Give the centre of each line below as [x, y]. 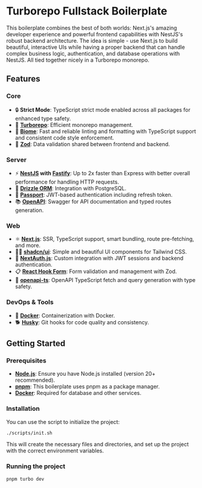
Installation [23, 409]
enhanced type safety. [43, 118]
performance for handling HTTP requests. [67, 182]
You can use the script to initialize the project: [63, 422]
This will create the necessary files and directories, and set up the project [97, 445]
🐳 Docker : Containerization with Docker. [65, 315]
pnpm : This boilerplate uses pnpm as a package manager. [87, 387]
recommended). [35, 380]
